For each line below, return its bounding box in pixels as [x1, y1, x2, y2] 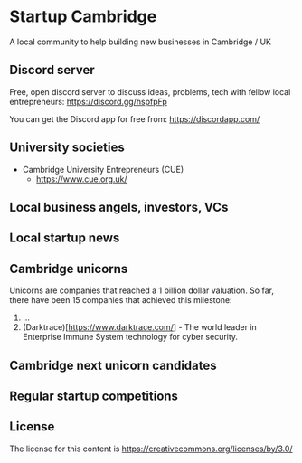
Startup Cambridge [9, 6, 157, 27]
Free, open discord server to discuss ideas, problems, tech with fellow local [9, 86, 291, 97]
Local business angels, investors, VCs [9, 199, 229, 214]
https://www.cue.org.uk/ [35, 174, 128, 184]
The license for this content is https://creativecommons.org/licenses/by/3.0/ [9, 443, 293, 454]
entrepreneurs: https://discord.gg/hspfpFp [9, 96, 167, 107]
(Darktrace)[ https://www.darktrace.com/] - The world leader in [22, 322, 258, 333]
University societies [9, 140, 125, 156]
